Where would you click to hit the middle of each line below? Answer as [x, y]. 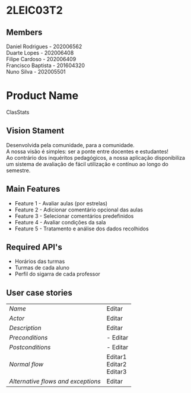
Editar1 [117, 357]
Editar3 [117, 372]
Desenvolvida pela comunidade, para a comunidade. [70, 145]
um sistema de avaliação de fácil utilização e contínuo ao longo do [87, 164]
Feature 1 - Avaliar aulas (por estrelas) [61, 203]
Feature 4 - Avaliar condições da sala [60, 222]
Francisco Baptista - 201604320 [45, 65]
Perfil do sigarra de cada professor [58, 274]
